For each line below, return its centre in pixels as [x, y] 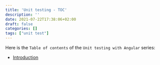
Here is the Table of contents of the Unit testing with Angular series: [80, 48]
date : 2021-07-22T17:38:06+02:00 [41, 19]
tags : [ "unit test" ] [27, 33]
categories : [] [21, 29]
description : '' [22, 15]
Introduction [25, 57]
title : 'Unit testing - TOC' [36, 10]
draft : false [19, 24]
